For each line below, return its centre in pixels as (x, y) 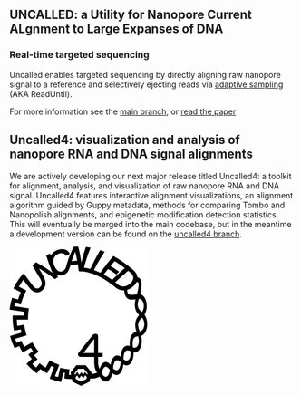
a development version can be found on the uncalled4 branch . (126, 234)
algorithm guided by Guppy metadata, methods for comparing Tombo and (147, 205)
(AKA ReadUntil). (41, 93)
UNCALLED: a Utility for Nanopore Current (131, 15)
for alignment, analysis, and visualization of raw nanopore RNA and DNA (145, 186)
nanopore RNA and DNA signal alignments (131, 154)
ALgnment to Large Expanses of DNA (117, 29)
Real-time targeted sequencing (79, 55)
